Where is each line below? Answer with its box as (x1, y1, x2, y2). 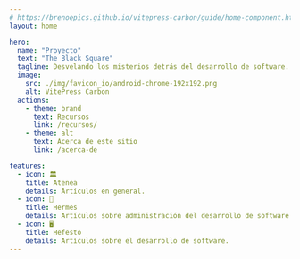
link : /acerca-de (32, 146, 98, 155)
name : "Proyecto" (17, 46, 82, 54)
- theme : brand (25, 104, 82, 113)
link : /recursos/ (32, 121, 98, 129)
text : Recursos (32, 113, 90, 121)
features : (9, 162, 46, 171)
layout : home (9, 21, 58, 30)
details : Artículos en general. (25, 187, 146, 196)
